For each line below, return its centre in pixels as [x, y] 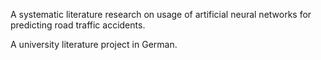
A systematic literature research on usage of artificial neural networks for [161, 14]
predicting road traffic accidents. [78, 25]
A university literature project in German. [94, 44]
